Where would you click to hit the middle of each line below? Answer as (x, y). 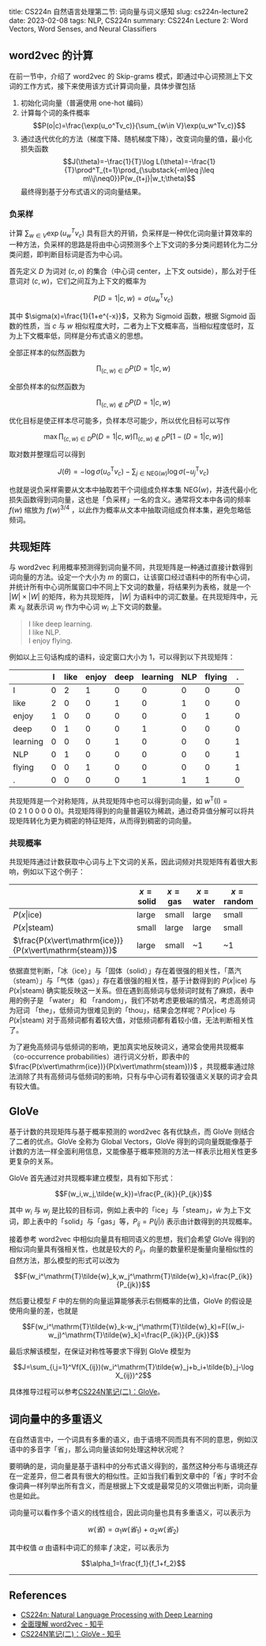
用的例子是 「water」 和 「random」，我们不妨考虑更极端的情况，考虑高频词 (132, 1000)
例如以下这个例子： (54, 872)
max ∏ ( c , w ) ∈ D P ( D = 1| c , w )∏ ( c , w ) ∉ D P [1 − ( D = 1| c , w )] (133, 437)
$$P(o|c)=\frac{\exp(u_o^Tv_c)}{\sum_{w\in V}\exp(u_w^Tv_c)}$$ (139, 126)
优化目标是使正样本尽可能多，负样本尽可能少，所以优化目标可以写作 (120, 420)
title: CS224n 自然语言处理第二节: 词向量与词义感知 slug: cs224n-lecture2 (129, 11)
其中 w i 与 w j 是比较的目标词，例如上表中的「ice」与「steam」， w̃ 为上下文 (130, 1211)
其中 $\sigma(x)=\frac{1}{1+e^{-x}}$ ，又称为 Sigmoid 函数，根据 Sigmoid (128, 316)
